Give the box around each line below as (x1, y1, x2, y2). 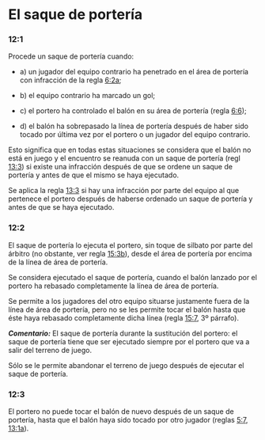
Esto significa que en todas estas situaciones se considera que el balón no (8, 145, 252, 155)
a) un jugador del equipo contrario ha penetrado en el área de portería (19, 67, 249, 77)
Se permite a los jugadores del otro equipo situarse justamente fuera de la (8, 296, 250, 305)
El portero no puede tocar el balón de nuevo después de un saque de (8, 407, 235, 416)
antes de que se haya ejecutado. (8, 203, 115, 212)
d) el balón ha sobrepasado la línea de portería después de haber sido (19, 121, 249, 131)
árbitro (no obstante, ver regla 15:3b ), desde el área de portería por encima (8, 248, 252, 258)
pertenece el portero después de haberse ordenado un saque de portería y (8, 194, 253, 203)
